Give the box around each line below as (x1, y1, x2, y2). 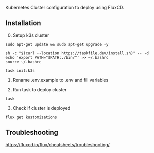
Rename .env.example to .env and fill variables (12, 77, 109, 83)
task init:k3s (5, 68, 35, 73)
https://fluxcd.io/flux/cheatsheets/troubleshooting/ (5, 141, 110, 147)
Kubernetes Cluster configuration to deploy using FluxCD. (5, 5, 124, 10)
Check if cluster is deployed (12, 105, 71, 111)
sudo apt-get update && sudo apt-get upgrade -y (5, 42, 109, 47)
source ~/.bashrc (5, 59, 42, 64)
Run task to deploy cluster (12, 86, 67, 92)
